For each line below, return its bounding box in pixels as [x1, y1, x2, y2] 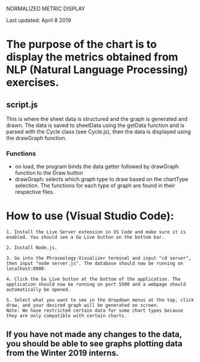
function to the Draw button [14, 169, 84, 177]
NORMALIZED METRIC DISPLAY [6, 5, 86, 12]
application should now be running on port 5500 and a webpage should [6, 281, 186, 288]
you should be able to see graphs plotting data [6, 338, 183, 349]
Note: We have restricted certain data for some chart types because [6, 308, 184, 314]
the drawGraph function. [6, 135, 67, 141]
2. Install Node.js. [6, 245, 58, 251]
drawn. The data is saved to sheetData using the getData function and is [6, 122, 184, 129]
